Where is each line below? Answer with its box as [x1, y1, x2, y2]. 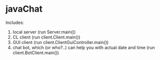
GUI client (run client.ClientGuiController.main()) [12, 39, 109, 45]
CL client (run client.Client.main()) [12, 34, 80, 40]
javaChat [5, 3, 43, 15]
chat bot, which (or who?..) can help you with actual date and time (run [12, 44, 155, 50]
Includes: [5, 20, 24, 25]
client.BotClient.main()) [12, 50, 59, 56]
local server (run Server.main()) [12, 29, 76, 35]
